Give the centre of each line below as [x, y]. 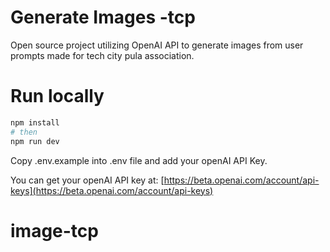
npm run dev [35, 141]
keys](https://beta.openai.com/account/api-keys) [112, 190]
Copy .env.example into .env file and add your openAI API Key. [139, 160]
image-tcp [54, 230]
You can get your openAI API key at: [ [87, 180]
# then [24, 132]
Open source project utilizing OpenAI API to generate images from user [157, 45]
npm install [35, 122]
